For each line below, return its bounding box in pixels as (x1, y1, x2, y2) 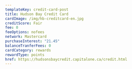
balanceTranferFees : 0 (5, 43, 51, 48)
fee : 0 (5, 25, 19, 30)
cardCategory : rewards (5, 48, 51, 52)
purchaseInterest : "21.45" (5, 39, 60, 44)
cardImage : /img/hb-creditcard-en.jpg (5, 16, 84, 21)
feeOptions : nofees (5, 30, 45, 34)
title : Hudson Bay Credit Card (5, 12, 69, 17)
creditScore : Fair (5, 20, 42, 26)
